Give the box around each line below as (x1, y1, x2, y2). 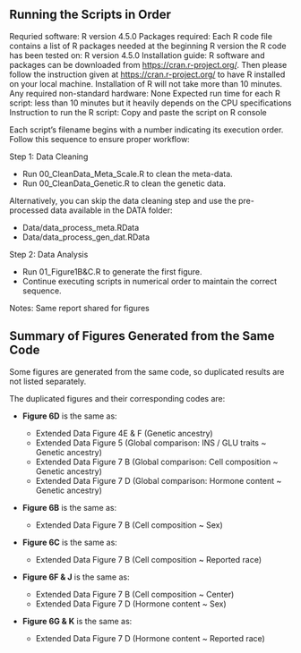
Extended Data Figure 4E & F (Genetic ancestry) (35, 428, 213, 438)
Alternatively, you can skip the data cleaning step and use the (9, 195, 237, 206)
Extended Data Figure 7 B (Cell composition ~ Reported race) (35, 554, 262, 564)
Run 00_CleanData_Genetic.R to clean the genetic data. (21, 178, 227, 189)
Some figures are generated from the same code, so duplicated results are (9, 366, 285, 377)
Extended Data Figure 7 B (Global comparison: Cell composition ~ (35, 456, 279, 467)
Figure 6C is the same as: (21, 537, 118, 547)
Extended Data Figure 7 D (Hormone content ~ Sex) (35, 598, 227, 609)
